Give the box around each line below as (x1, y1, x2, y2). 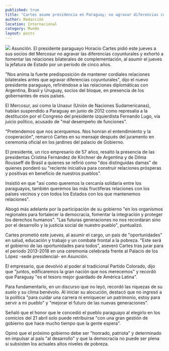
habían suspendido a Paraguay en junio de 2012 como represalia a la (5, 108, 148, 114)
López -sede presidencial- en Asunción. (5, 254, 89, 259)
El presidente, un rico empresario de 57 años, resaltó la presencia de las (5, 149, 155, 155)
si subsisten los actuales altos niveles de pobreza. (5, 341, 109, 346)
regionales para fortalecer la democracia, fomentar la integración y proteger (5, 212, 163, 217)
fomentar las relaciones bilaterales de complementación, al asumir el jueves (5, 56, 162, 62)
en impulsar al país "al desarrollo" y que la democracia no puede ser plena (5, 335, 160, 341)
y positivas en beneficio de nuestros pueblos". (5, 170, 102, 176)
